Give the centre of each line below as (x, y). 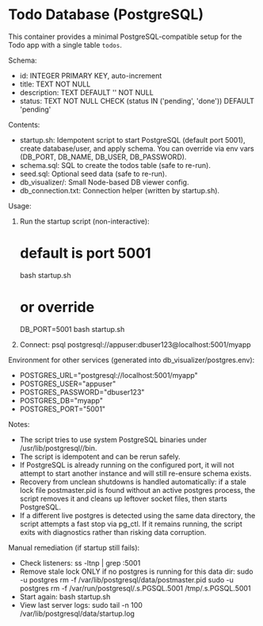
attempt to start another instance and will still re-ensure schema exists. (135, 473)
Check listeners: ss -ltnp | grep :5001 (80, 563)
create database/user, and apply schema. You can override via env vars (137, 148)
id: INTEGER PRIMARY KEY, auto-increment (91, 75)
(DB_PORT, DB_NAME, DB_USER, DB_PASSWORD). (103, 157)
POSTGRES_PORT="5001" (62, 409)
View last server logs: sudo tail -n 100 (81, 605)
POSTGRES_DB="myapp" (61, 400)
